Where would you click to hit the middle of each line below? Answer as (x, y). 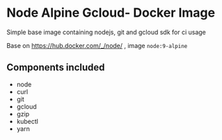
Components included (56, 68)
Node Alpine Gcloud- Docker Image (111, 13)
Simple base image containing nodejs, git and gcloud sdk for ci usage (106, 32)
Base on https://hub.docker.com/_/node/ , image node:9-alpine (97, 45)
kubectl (27, 121)
